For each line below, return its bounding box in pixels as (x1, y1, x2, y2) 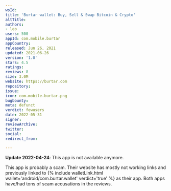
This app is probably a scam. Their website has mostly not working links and (5, 164, 166, 171)
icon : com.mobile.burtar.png (5, 93, 67, 98)
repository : (5, 83, 31, 89)
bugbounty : (5, 98, 29, 103)
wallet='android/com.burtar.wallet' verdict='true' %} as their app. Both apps (5, 175, 165, 182)
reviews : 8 (5, 70, 29, 75)
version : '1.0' (5, 55, 38, 60)
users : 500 (5, 31, 29, 36)
